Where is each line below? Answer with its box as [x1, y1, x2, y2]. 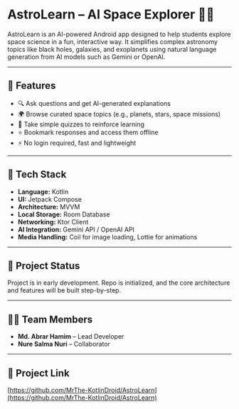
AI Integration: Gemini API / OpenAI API [17, 225, 135, 234]
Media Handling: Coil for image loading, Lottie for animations [17, 232, 198, 241]
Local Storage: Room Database [17, 209, 110, 219]
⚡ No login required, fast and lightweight [17, 138, 137, 147]
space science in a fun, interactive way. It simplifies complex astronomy [7, 37, 218, 45]
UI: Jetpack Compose [17, 195, 82, 203]
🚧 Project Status [7, 259, 80, 272]
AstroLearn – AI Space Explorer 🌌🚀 [7, 6, 215, 23]
